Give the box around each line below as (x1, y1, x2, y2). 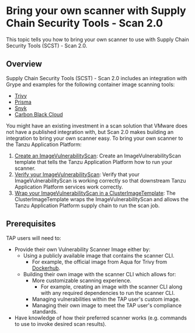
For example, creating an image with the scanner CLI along (40, 283, 183, 290)
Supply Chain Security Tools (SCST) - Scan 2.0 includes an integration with (6, 74, 187, 81)
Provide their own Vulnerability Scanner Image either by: (14, 246, 151, 253)
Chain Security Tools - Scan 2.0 (6, 16, 163, 30)
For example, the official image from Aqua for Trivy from (32, 258, 168, 265)
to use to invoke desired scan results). (14, 320, 107, 327)
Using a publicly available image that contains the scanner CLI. (23, 252, 175, 259)
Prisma (14, 98, 32, 105)
